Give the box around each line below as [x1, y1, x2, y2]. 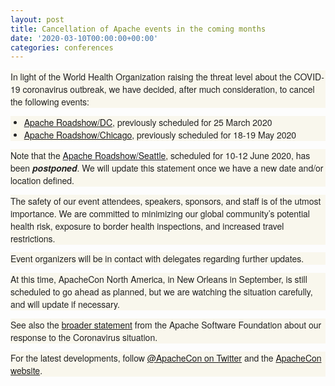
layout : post [10, 14, 65, 25]
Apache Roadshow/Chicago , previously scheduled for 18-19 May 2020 [23, 128, 297, 142]
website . [10, 363, 43, 377]
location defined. [10, 173, 75, 187]
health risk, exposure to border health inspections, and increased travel [10, 219, 285, 233]
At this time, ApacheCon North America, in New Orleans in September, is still [10, 272, 308, 286]
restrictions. [10, 231, 56, 245]
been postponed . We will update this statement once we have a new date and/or [10, 161, 324, 175]
